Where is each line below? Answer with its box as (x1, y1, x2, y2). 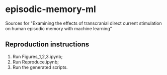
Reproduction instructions (5, 40, 90, 49)
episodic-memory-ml (5, 4, 97, 15)
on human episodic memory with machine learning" (5, 25, 112, 31)
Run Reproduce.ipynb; (12, 59, 59, 65)
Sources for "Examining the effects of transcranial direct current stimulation (5, 20, 162, 26)
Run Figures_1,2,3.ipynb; (12, 53, 63, 59)
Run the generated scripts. (12, 64, 68, 70)
